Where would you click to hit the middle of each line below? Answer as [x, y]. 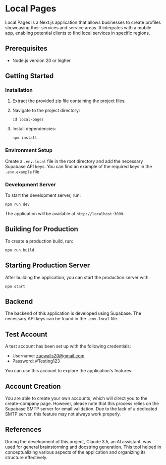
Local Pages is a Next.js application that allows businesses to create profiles [83, 22]
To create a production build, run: [39, 241]
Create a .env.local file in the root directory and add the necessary [74, 161]
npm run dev [17, 204]
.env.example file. [23, 172]
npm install [25, 138]
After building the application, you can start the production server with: [78, 277]
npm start [15, 286]
